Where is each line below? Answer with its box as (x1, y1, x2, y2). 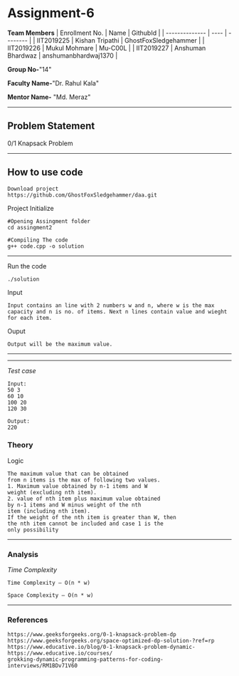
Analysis (7, 549, 39, 559)
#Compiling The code (7, 236, 69, 244)
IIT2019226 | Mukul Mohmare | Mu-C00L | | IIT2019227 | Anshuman (7, 43, 206, 52)
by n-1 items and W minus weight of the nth (7, 501, 142, 509)
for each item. (7, 314, 53, 321)
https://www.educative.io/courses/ (7, 650, 113, 657)
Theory (7, 440, 33, 450)
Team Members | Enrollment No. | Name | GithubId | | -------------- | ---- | (7, 28, 228, 37)
